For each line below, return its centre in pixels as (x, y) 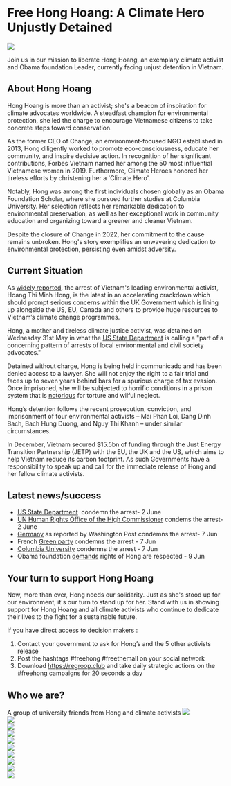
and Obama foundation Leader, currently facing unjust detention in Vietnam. (115, 67)
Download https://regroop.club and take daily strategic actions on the (116, 666)
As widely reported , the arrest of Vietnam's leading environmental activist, (113, 287)
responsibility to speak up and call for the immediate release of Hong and (112, 466)
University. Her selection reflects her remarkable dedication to (96, 206)
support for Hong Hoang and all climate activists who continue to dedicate (113, 610)
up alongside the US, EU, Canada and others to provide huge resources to (112, 309)
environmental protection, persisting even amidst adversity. (92, 249)
